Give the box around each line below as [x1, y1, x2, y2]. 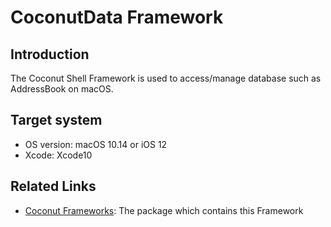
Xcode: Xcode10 [24, 149, 93, 161]
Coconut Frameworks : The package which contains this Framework [24, 204, 304, 216]
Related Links [10, 178, 97, 195]
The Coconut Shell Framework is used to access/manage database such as [10, 72, 322, 84]
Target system [10, 112, 103, 129]
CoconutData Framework [10, 6, 224, 29]
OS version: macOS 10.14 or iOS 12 [24, 138, 168, 150]
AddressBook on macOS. [10, 83, 114, 95]
